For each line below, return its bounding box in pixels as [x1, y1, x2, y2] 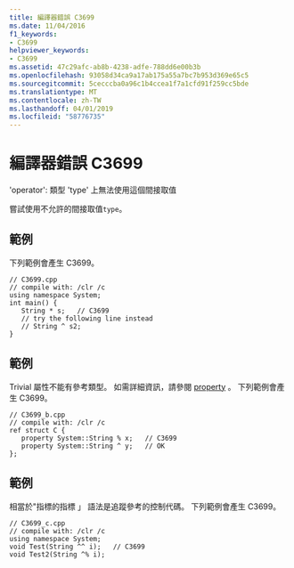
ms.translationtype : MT [9, 87, 98, 96]
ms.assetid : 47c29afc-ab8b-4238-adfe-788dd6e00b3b [9, 63, 201, 72]
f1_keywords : [9, 29, 58, 38]
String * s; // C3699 [20, 306, 110, 315]
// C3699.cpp [9, 275, 58, 284]
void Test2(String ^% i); [9, 549, 105, 559]
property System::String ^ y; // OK [20, 442, 166, 450]
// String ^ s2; [20, 321, 82, 330]
